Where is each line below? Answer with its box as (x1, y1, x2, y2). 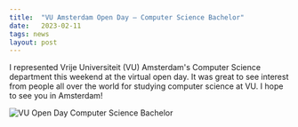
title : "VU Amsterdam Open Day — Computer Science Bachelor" (9, 12, 245, 22)
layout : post (9, 37, 58, 47)
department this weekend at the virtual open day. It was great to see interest (9, 72, 289, 83)
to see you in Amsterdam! (9, 91, 103, 101)
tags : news (9, 29, 50, 38)
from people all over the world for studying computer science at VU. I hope (9, 81, 284, 91)
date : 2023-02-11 (9, 21, 82, 30)
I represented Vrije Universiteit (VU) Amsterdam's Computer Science (9, 62, 261, 73)
